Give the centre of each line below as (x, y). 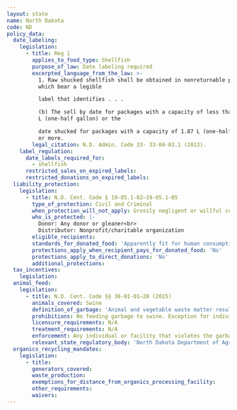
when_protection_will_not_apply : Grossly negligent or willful (127, 211)
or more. (51, 138)
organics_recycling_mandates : (57, 349)
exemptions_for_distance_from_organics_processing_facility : (124, 382)
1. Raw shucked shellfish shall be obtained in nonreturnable (132, 80)
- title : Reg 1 (48, 54)
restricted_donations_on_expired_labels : (87, 178)
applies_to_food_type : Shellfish (81, 60)
